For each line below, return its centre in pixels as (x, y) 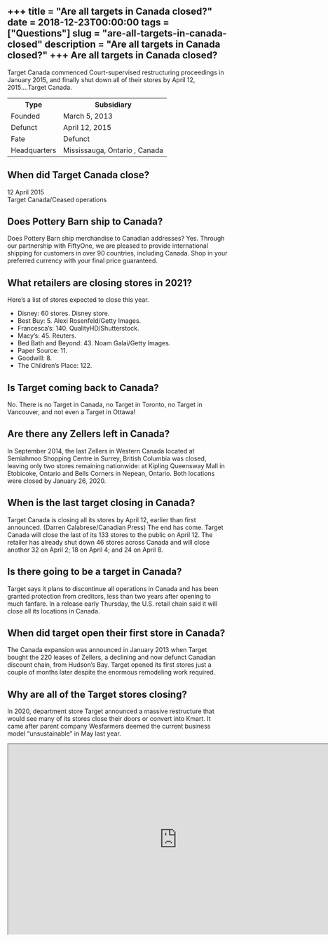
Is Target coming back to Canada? (83, 388)
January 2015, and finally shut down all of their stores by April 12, (101, 79)
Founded (26, 116)
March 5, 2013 (88, 116)
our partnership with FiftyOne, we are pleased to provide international (108, 246)
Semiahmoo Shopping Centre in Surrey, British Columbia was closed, (107, 458)
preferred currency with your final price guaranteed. (82, 261)
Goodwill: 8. (35, 358)
